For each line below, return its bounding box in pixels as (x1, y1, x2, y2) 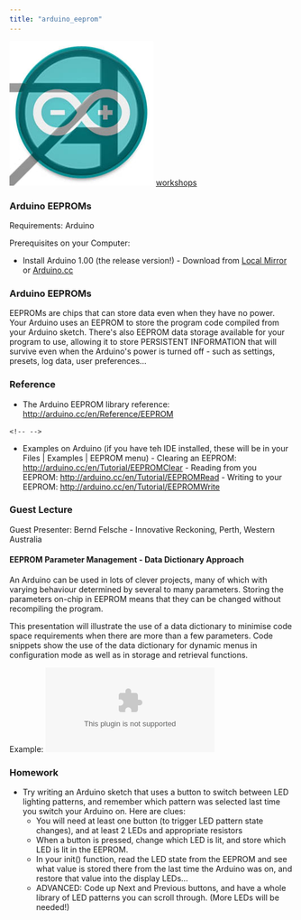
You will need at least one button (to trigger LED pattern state (35, 815, 264, 826)
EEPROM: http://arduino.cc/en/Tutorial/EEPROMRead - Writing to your (22, 471, 282, 482)
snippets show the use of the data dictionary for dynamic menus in (9, 640, 258, 651)
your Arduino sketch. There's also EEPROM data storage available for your (9, 327, 286, 338)
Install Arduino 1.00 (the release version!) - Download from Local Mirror (22, 255, 287, 265)
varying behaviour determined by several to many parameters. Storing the (9, 584, 284, 595)
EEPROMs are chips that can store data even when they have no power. (9, 308, 275, 319)
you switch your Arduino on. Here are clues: (22, 806, 187, 817)
